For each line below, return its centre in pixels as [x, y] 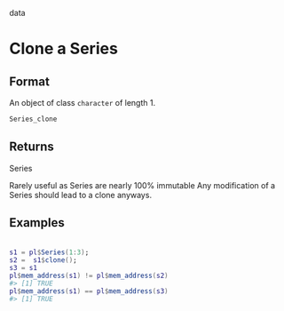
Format [30, 81]
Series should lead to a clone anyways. [81, 195]
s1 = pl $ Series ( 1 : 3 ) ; [49, 252]
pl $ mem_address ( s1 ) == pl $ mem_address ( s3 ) [89, 291]
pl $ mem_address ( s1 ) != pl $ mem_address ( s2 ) [89, 275]
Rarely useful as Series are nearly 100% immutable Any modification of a [142, 185]
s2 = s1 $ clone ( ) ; [43, 260]
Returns [32, 147]
